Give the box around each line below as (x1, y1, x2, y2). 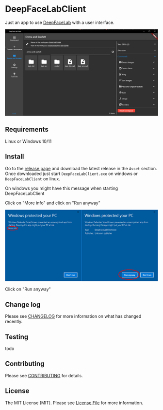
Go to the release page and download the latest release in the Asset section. (5, 165, 157, 171)
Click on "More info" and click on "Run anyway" (5, 200, 100, 206)
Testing (5, 332, 29, 341)
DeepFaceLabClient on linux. (5, 176, 61, 181)
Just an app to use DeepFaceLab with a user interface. (5, 20, 115, 25)
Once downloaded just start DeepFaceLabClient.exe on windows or (5, 171, 138, 176)
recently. (5, 318, 23, 325)
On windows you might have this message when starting (5, 185, 118, 191)
